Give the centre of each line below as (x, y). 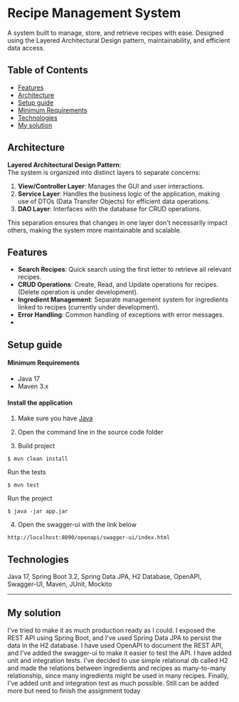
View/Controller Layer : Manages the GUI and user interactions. (111, 186)
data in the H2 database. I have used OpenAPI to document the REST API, (115, 645)
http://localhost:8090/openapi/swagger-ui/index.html (89, 538)
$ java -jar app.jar (38, 511)
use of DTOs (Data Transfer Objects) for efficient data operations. (114, 201)
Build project (36, 446)
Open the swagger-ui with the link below (77, 525)
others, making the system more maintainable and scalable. (95, 230)
